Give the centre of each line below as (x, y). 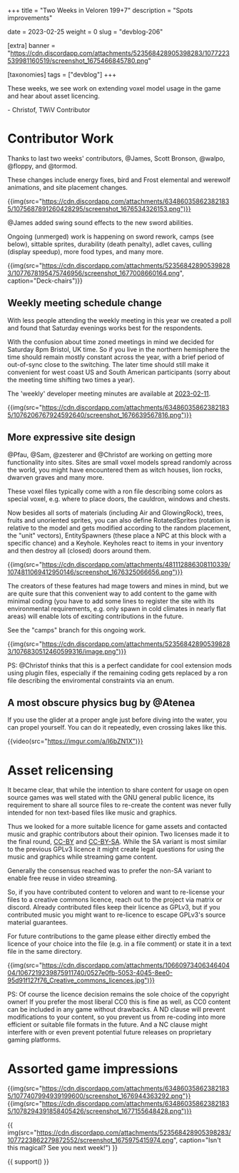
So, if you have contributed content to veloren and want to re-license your (116, 892)
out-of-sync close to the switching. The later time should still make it (108, 364)
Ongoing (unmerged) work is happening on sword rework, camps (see (111, 236)
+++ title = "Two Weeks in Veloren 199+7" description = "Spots (100, 10)
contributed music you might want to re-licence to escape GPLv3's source (117, 915)
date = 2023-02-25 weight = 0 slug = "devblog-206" (85, 32)
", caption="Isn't (197, 1140)
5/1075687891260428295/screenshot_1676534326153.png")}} (99, 208)
